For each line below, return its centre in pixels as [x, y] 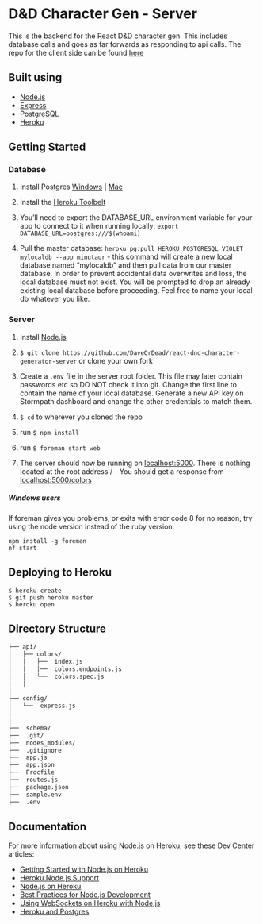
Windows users [34, 498]
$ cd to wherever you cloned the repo [81, 417]
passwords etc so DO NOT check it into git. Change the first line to [128, 384]
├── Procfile [32, 772]
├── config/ [28, 699]
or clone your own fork [116, 360]
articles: [21, 854]
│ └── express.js [42, 706]
